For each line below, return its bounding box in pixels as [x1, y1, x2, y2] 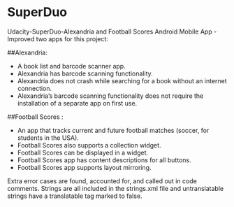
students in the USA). [17, 134, 79, 142]
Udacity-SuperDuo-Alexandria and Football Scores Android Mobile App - [7, 27, 217, 36]
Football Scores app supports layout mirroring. [17, 163, 152, 171]
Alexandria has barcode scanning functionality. [17, 69, 154, 78]
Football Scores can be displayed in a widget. [17, 148, 149, 157]
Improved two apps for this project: [7, 34, 108, 43]
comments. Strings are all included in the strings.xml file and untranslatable [7, 184, 224, 192]
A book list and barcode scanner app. [17, 62, 126, 70]
